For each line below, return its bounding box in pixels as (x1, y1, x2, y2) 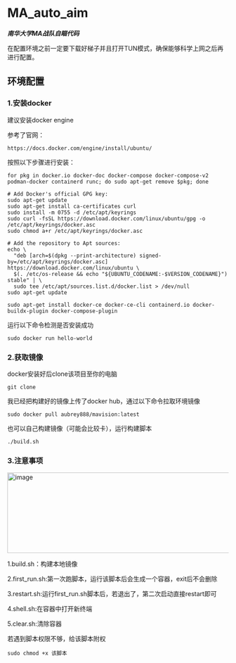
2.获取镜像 (7, 352, 44, 362)
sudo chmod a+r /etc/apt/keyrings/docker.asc (7, 227, 143, 234)
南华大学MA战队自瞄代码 (7, 29, 79, 37)
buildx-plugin (7, 308, 49, 315)
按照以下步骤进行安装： (7, 158, 75, 166)
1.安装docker (7, 99, 52, 108)
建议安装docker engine (7, 115, 74, 124)
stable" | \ (7, 277, 42, 284)
